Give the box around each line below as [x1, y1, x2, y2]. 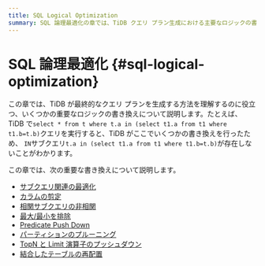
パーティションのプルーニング [19, 230, 117, 239]
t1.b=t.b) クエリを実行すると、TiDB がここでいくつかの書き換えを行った [8, 129, 244, 139]
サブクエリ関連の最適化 [19, 182, 96, 191]
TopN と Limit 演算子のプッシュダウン [19, 239, 142, 249]
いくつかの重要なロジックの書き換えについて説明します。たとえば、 [21, 109, 242, 119]
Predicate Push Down [19, 220, 91, 230]
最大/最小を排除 [19, 212, 71, 221]
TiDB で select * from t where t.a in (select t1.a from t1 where [8, 119, 227, 128]
